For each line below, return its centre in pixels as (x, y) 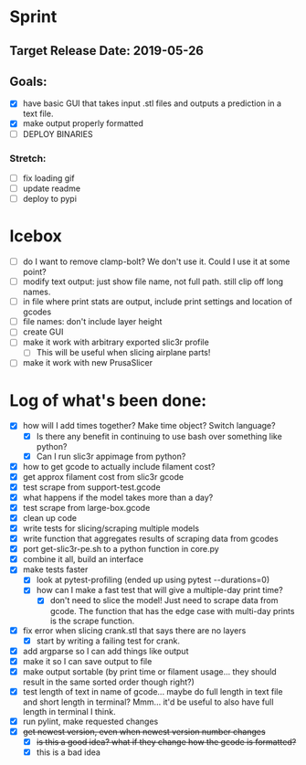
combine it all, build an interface (83, 559)
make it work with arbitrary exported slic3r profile (116, 342)
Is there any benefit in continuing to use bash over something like (159, 436)
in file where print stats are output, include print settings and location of (157, 302)
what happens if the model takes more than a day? (118, 497)
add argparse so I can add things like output (106, 651)
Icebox (36, 236)
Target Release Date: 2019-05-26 (106, 51)
